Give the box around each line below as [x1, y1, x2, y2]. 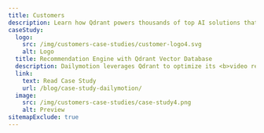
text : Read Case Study [22, 77, 97, 84]
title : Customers [8, 11, 65, 20]
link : [15, 70, 34, 77]
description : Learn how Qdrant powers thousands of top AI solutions [8, 19, 241, 27]
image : [15, 92, 37, 99]
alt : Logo [22, 48, 55, 56]
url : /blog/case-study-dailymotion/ [22, 84, 143, 92]
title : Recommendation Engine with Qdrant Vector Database [15, 56, 213, 63]
